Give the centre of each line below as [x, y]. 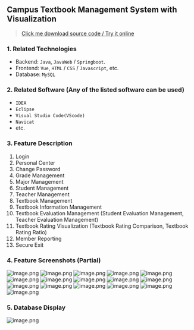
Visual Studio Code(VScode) [50, 116]
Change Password [38, 169]
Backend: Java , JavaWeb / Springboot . [60, 62]
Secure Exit [29, 245]
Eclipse [25, 109]
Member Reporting [38, 238]
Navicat [25, 122]
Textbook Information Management [59, 207]
